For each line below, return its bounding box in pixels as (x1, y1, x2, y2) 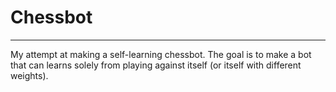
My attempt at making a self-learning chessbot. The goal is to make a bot (10, 48, 312, 60)
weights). (10, 69, 49, 81)
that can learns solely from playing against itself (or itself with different (10, 59, 302, 71)
